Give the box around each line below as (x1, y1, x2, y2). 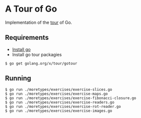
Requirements (5, 34, 49, 42)
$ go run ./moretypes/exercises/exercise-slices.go (5, 87, 112, 92)
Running (5, 74, 32, 83)
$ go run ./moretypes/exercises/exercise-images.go (5, 108, 112, 113)
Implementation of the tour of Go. (5, 19, 72, 25)
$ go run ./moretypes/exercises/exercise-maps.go (5, 91, 108, 96)
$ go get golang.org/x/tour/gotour (5, 61, 78, 66)
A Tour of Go (5, 3, 57, 15)
